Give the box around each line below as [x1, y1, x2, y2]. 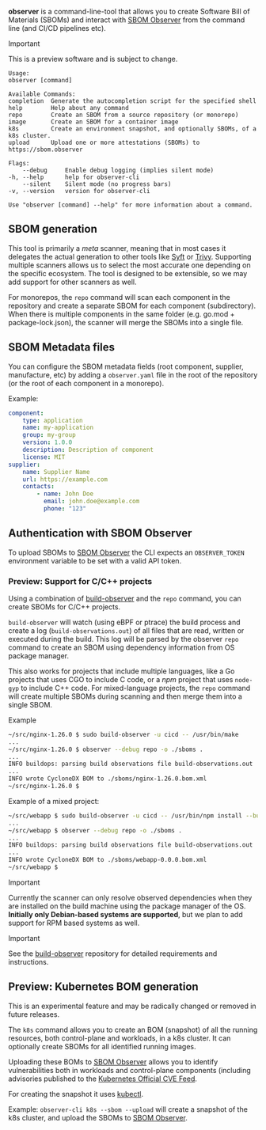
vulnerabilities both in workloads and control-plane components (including [8, 1065, 251, 1075]
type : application [22, 416, 83, 424]
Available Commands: [8, 90, 77, 98]
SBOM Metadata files [8, 340, 115, 355]
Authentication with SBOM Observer [8, 526, 192, 540]
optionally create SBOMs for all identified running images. [8, 1041, 196, 1051]
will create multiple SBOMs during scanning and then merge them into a [8, 692, 243, 701]
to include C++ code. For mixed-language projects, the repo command [21, 683, 251, 692]
